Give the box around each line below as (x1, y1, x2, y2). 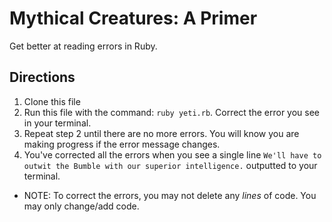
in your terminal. (23, 117, 92, 129)
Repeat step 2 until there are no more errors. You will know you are (23, 127, 300, 139)
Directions (9, 69, 76, 86)
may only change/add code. (23, 200, 140, 212)
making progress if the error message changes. (23, 138, 221, 150)
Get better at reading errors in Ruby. (9, 40, 158, 52)
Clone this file (23, 95, 81, 107)
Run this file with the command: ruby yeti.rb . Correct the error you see (23, 106, 321, 118)
